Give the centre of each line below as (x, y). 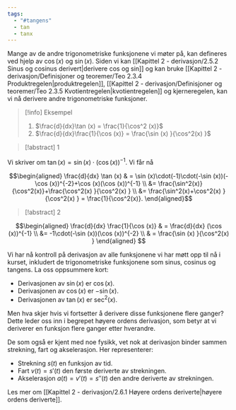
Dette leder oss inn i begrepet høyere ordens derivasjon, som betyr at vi (112, 321)
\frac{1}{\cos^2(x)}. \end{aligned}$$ (140, 198)
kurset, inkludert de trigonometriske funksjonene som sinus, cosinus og (112, 262)
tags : (15, 14)
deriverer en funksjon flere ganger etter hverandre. (82, 328)
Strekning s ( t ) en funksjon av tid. (65, 363)
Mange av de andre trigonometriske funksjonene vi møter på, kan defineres (117, 54)
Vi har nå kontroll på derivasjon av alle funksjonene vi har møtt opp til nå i (114, 254)
